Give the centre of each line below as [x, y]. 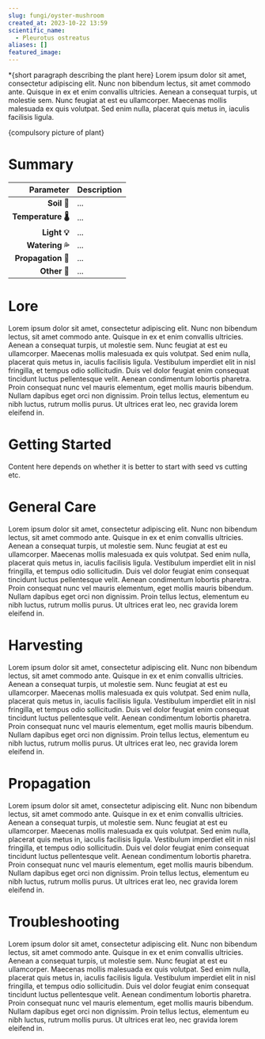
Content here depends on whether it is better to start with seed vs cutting [128, 466]
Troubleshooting [64, 922]
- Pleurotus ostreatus [53, 38]
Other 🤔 [55, 270]
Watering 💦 [48, 245]
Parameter [49, 190]
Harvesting [45, 645]
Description [100, 190]
